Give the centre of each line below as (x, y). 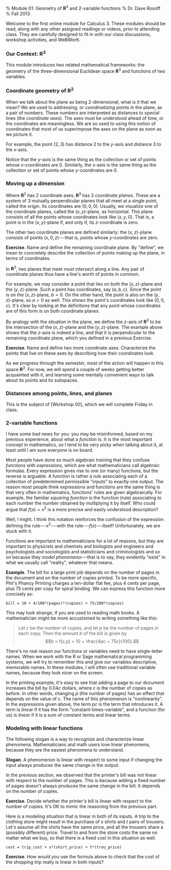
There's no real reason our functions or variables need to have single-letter (84, 651)
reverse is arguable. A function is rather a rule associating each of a (77, 476)
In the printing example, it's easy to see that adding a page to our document (85, 682)
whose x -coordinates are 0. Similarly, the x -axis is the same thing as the (81, 165)
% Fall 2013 (18, 13)
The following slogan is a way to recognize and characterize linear (75, 739)
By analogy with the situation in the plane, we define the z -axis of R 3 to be (83, 321)
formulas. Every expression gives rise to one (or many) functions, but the (82, 471)
